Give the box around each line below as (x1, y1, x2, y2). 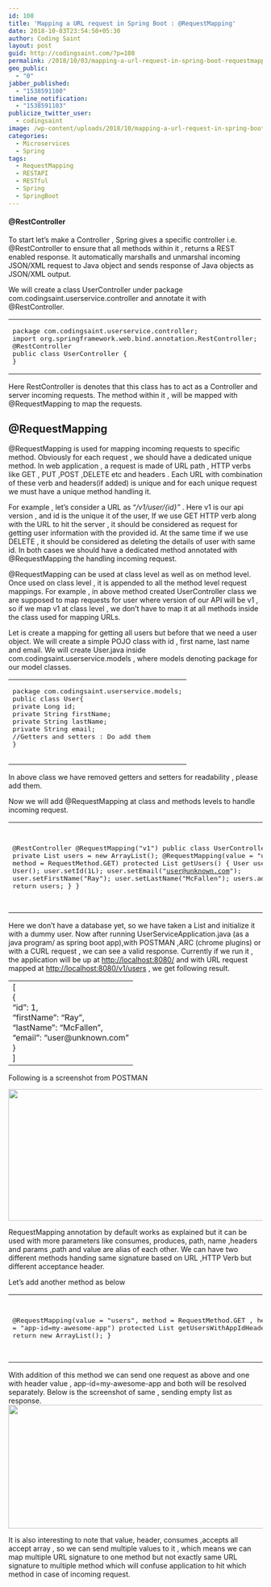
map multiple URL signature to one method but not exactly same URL (8, 1551, 238, 1562)
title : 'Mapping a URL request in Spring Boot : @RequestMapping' (8, 19, 236, 27)
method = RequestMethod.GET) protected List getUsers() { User (12, 859, 250, 868)
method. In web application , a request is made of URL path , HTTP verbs (8, 461, 252, 471)
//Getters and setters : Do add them (12, 732, 151, 741)
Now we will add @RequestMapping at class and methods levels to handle (8, 796, 256, 806)
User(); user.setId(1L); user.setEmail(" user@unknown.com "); (12, 866, 242, 875)
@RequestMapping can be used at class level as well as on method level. (8, 569, 252, 579)
